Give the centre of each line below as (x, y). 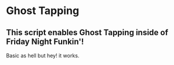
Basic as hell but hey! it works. (43, 56)
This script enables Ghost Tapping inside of (87, 32)
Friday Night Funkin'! (45, 41)
